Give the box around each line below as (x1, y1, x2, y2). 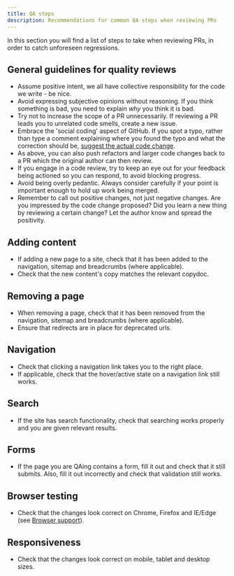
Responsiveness (7, 536, 82, 548)
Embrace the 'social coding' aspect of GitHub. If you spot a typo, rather (17, 127, 224, 135)
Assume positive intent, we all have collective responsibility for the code (17, 82, 226, 91)
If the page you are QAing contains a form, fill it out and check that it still (17, 463, 226, 471)
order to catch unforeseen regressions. (7, 43, 120, 52)
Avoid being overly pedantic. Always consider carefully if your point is (17, 179, 219, 188)
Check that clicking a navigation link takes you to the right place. (17, 362, 204, 371)
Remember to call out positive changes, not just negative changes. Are (17, 194, 221, 202)
